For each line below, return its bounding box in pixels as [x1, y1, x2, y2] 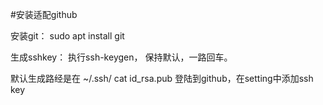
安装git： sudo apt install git [10, 30, 125, 42]
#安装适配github [10, 9, 78, 20]
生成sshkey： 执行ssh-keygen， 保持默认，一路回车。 [10, 51, 233, 63]
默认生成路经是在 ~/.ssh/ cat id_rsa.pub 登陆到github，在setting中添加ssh [10, 73, 314, 84]
